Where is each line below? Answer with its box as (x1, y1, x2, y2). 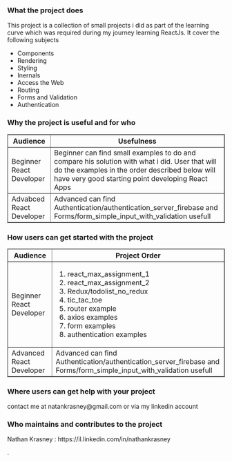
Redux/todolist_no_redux (67, 286, 148, 296)
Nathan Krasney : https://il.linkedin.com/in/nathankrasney (7, 435, 171, 443)
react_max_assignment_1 (67, 269, 150, 278)
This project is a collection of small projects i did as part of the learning (7, 21, 209, 30)
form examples (67, 320, 116, 330)
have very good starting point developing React (54, 173, 209, 183)
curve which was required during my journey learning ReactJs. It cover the (7, 28, 220, 37)
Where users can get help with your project (7, 386, 155, 396)
